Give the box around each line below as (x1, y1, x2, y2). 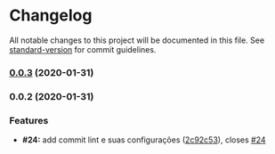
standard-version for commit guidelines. (9, 44, 157, 54)
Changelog (9, 5, 93, 26)
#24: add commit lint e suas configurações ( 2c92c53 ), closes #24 (21, 134, 266, 145)
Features (9, 114, 49, 126)
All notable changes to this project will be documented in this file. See (9, 35, 265, 45)
